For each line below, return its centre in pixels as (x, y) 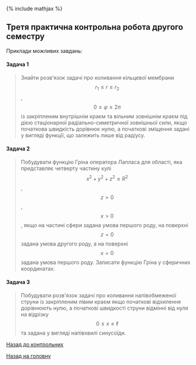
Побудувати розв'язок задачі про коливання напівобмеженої (98, 295)
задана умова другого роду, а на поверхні (74, 244)
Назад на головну (29, 355)
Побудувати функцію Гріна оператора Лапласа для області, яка (102, 162)
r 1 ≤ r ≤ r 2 (107, 87)
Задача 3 (18, 282)
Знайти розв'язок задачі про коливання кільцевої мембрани (97, 78)
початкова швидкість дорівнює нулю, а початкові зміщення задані (105, 129)
